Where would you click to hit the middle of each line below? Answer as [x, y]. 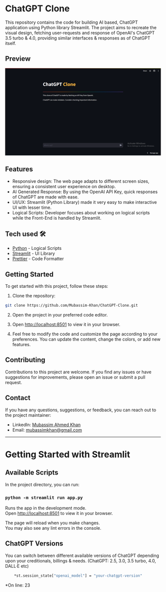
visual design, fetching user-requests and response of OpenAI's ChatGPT [80, 33]
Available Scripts [32, 473]
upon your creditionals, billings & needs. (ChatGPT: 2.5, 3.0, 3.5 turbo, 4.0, [81, 560]
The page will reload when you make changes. [53, 523]
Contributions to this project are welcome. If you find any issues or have [78, 372]
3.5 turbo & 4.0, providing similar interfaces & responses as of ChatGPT [78, 38]
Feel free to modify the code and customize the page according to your [85, 334]
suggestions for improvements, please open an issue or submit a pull [75, 377]
